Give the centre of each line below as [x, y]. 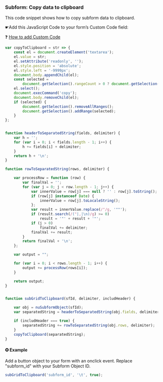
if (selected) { [30, 102]
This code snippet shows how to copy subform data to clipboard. [70, 18]
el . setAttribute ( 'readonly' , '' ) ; [49, 61]
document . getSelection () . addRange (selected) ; [69, 111]
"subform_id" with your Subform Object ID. [48, 366]
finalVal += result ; [52, 232]
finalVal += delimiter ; [64, 228]
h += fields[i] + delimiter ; [52, 147]
